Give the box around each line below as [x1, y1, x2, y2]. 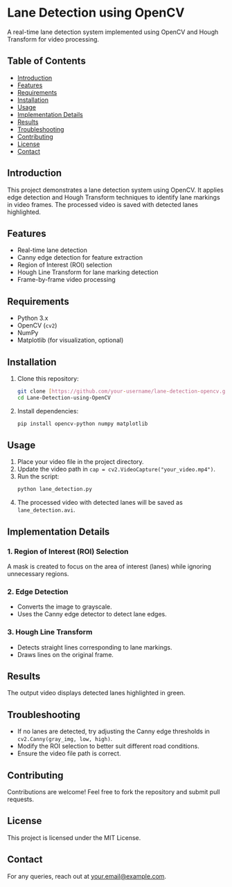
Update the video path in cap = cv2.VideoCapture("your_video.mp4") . [17, 465, 216, 474]
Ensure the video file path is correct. [17, 749, 121, 758]
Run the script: [17, 472, 60, 481]
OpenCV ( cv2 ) [17, 321, 57, 330]
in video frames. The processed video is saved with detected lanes [7, 200, 199, 208]
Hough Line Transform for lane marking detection [17, 268, 159, 276]
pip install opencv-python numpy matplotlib [17, 420, 148, 427]
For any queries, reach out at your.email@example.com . [7, 872, 167, 880]
